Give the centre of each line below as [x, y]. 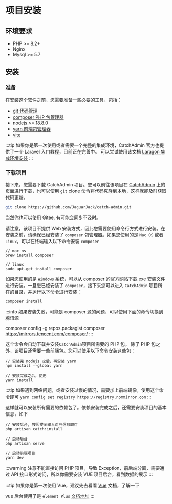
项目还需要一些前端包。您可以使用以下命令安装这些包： [77, 350]
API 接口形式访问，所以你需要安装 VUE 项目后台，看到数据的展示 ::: [82, 474]
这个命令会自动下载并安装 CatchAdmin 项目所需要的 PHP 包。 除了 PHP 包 [81, 344]
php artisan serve [25, 443]
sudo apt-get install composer [39, 269]
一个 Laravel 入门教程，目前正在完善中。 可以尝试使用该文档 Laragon [87, 151]
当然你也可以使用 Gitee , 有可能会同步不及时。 [53, 217]
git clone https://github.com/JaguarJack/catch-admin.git [68, 207]
